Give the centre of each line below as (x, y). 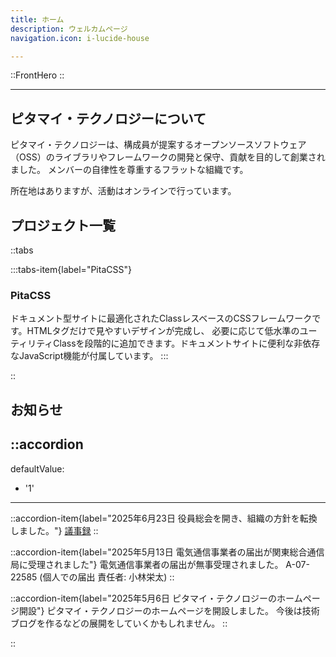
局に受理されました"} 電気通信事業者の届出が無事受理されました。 (147, 564)
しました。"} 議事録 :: (54, 530)
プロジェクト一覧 (63, 225)
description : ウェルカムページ (69, 29)
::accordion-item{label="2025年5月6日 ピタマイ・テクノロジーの (144, 598)
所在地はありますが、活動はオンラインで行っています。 (123, 191)
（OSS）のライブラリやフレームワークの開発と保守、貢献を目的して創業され (168, 157)
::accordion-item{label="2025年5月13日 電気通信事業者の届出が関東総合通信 (167, 552)
